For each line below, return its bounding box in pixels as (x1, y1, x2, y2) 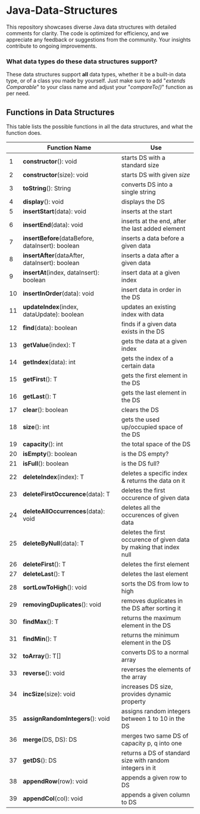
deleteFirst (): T (23, 560, 66, 569)
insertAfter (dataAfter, (23, 251, 85, 260)
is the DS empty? (121, 450, 169, 458)
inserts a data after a (121, 251, 179, 260)
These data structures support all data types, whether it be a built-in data (6, 71, 186, 78)
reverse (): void (23, 669, 65, 677)
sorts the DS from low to (121, 579, 189, 588)
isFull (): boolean (23, 460, 69, 468)
